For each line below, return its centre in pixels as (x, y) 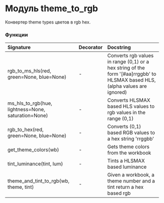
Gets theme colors (128, 147)
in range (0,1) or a (128, 62)
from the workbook (129, 153)
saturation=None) (28, 115)
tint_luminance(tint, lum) (35, 164)
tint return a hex (125, 187)
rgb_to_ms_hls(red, (29, 71)
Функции (17, 35)
